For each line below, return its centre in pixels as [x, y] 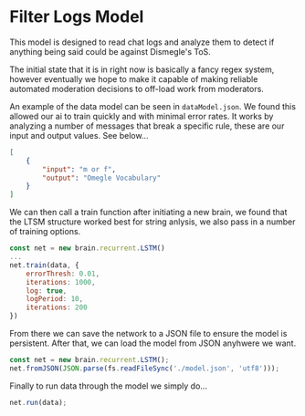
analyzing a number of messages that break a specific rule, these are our [147, 126]
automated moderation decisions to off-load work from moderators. [137, 88]
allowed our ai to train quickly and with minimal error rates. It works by [142, 116]
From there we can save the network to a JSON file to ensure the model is [148, 334]
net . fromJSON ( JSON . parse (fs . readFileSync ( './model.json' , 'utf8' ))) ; [145, 368]
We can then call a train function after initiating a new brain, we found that [148, 213]
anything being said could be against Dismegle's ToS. [110, 51]
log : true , [47, 291]
